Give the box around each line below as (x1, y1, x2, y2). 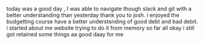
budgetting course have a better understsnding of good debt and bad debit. (6, 18, 198, 25)
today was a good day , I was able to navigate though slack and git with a (6, 5, 192, 12)
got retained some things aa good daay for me (6, 31, 124, 38)
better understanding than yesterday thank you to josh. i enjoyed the (6, 11, 179, 19)
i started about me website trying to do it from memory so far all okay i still (6, 24, 195, 31)
